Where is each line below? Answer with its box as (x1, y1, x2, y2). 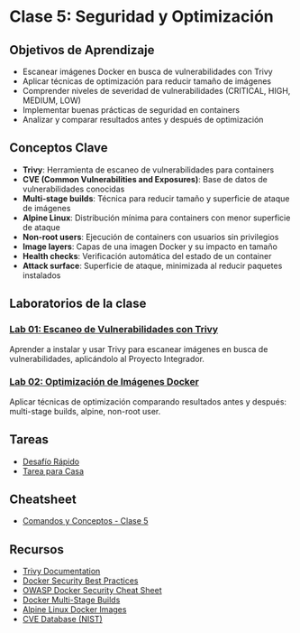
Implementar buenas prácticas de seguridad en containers (22, 105, 241, 115)
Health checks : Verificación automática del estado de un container (22, 250, 272, 261)
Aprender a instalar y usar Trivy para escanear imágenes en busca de (9, 343, 268, 354)
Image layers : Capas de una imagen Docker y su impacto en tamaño (22, 241, 277, 252)
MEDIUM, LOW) (22, 95, 81, 106)
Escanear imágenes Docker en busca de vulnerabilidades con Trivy (22, 66, 273, 77)
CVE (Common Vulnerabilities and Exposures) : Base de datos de (22, 173, 268, 184)
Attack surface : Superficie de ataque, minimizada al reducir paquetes (22, 260, 283, 271)
